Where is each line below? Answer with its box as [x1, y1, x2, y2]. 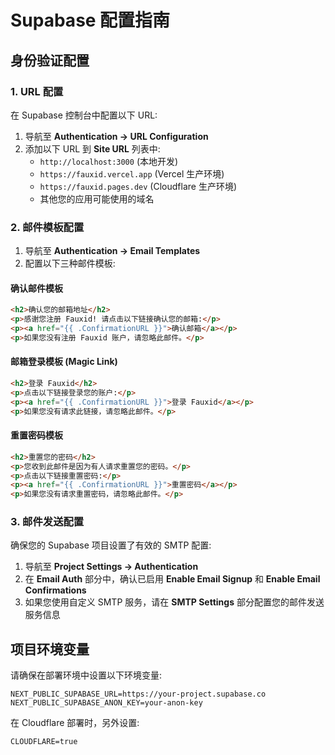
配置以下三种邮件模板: [24, 257, 116, 270]
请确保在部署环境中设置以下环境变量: [10, 669, 163, 681]
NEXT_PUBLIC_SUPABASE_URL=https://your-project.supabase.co [10, 689, 267, 700]
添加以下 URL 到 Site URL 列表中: [24, 142, 161, 155]
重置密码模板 [10, 429, 63, 441]
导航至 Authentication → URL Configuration [24, 130, 209, 142]
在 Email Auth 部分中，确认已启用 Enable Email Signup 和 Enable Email [24, 573, 321, 585]
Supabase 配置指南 [10, 9, 171, 32]
